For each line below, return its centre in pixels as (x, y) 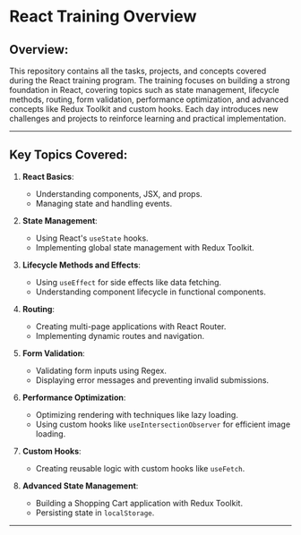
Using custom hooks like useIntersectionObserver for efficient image (163, 424)
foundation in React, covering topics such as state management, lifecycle (144, 90)
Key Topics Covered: (69, 155)
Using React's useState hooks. (92, 238)
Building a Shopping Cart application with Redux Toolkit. (139, 503)
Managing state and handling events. (104, 203)
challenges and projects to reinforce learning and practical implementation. (148, 119)
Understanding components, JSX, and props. (119, 193)
